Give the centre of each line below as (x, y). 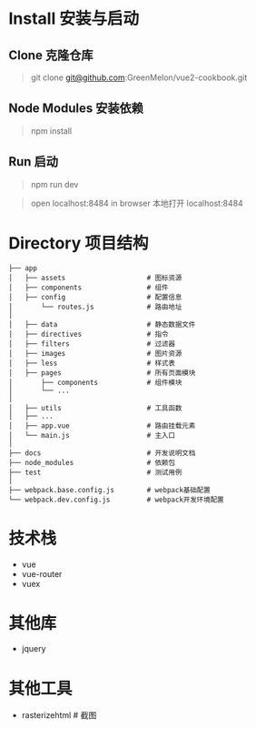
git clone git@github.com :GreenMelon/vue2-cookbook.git (139, 77)
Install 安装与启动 (74, 19)
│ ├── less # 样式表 (92, 363)
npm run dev (54, 184)
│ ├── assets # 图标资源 (95, 278)
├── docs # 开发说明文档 (102, 453)
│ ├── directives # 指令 (89, 334)
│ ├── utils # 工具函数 (95, 408)
